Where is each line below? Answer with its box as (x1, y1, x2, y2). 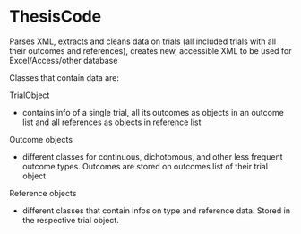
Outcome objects (9, 134, 73, 144)
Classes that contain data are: (9, 72, 119, 82)
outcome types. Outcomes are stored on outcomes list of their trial (21, 160, 269, 171)
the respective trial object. (21, 214, 119, 225)
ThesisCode (9, 6, 101, 27)
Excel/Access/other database (9, 55, 118, 65)
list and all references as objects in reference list (21, 117, 202, 127)
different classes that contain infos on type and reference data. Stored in (21, 204, 291, 216)
